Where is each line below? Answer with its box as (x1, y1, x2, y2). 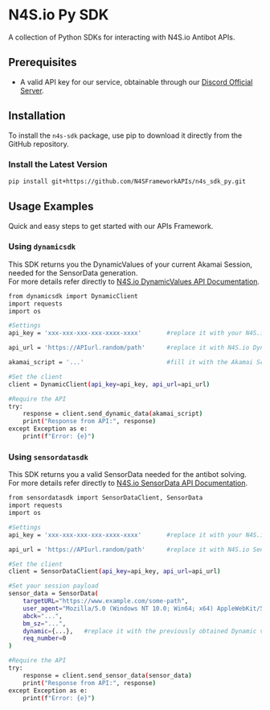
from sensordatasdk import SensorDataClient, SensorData (8, 494, 203, 502)
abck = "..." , (22, 612, 63, 620)
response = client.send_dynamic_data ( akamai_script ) (22, 409, 203, 418)
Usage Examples (8, 200, 94, 214)
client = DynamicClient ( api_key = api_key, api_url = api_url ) (8, 380, 211, 388)
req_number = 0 (22, 634, 67, 642)
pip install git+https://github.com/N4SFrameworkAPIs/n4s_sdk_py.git (8, 177, 247, 185)
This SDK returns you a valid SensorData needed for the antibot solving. (8, 470, 247, 480)
